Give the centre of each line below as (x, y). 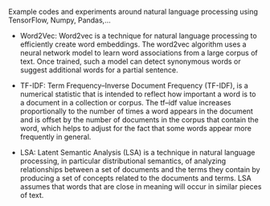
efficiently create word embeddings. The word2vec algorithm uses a (133, 44)
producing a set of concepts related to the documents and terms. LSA (135, 178)
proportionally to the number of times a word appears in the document (136, 111)
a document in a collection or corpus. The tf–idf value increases (125, 103)
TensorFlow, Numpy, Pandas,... (59, 20)
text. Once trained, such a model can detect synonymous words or (130, 61)
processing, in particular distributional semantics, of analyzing (123, 161)
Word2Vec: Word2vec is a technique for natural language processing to (138, 36)
